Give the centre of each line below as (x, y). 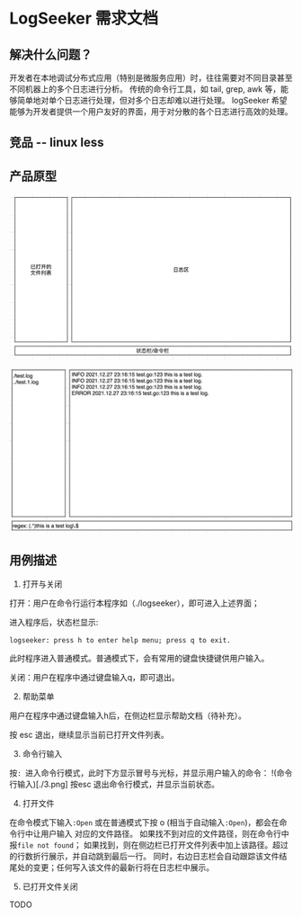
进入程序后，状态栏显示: (54, 622)
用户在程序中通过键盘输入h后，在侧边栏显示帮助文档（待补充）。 (128, 715)
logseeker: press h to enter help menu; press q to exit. (120, 640)
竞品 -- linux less (57, 143)
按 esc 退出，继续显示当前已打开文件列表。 (89, 734)
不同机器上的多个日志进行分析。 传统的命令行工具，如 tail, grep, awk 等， (145, 89)
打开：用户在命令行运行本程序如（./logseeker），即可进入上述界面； (134, 603)
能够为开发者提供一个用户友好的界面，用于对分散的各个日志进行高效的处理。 (151, 112)
